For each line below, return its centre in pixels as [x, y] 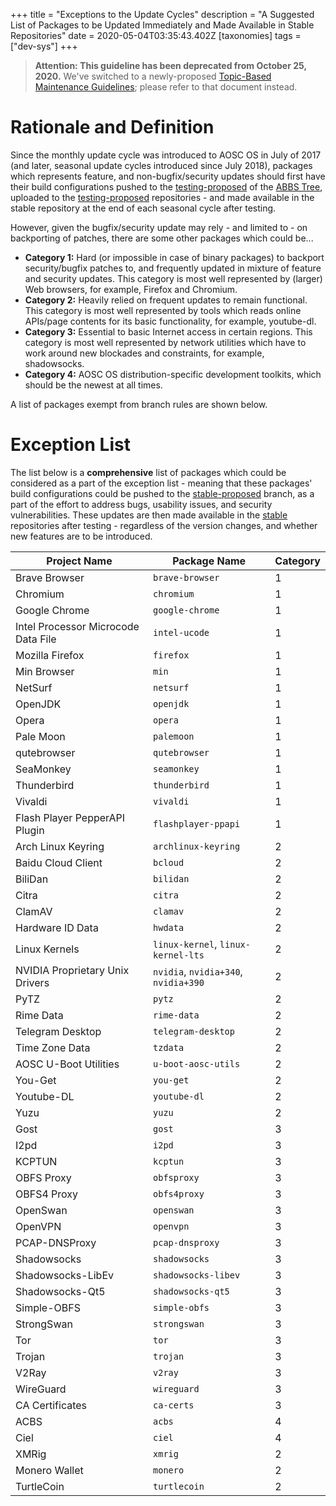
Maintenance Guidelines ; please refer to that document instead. [166, 87]
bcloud [169, 862]
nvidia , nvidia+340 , [198, 971]
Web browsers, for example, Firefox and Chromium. [131, 289]
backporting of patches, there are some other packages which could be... [162, 238]
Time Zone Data [53, 1047]
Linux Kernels [47, 949]
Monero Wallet [49, 1470]
